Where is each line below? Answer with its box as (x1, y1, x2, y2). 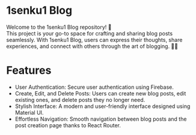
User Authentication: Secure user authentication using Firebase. (14, 83, 174, 91)
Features (6, 64, 52, 77)
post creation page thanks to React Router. (14, 121, 121, 129)
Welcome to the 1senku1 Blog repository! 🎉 (6, 23, 112, 31)
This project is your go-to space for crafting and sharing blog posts (6, 29, 173, 37)
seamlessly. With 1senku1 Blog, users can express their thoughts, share (6, 36, 183, 43)
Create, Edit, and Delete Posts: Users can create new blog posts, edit (14, 89, 186, 97)
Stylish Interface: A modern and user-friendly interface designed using (14, 103, 191, 110)
